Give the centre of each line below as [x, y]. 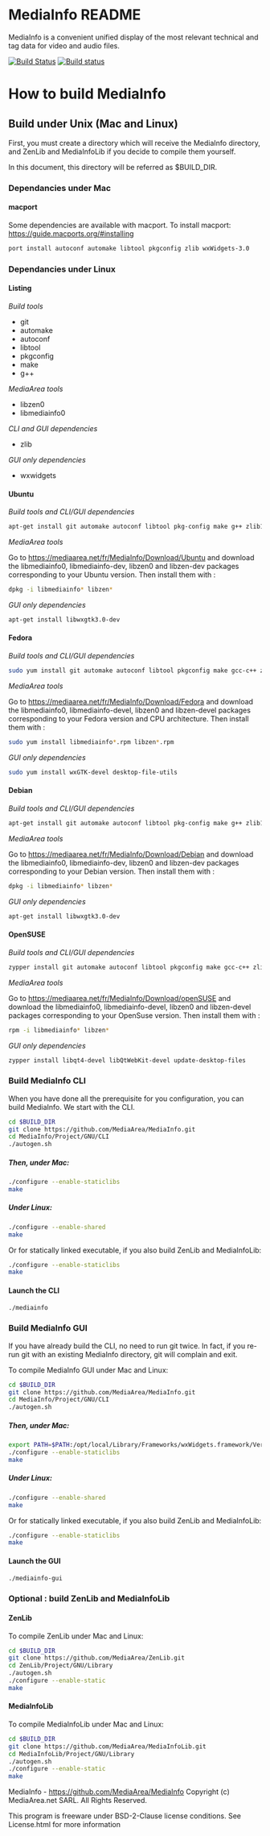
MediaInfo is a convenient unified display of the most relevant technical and [133, 37]
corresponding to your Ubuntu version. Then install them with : [112, 575]
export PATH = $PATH [39, 1445]
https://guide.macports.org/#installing [71, 234]
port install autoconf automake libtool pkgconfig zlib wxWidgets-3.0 [129, 249]
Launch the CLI [34, 1290]
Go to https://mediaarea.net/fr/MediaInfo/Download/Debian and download [131, 854]
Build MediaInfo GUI [48, 1328]
